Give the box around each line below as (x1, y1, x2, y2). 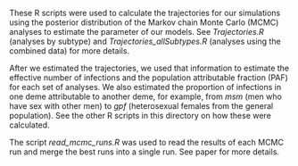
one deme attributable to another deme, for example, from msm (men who (9, 91, 283, 102)
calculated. (9, 120, 51, 130)
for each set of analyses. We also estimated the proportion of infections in (9, 82, 282, 92)
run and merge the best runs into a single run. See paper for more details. (9, 146, 279, 157)
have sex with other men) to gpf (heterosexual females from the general (9, 101, 274, 111)
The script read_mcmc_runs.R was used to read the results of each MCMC (9, 137, 284, 147)
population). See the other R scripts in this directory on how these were (9, 111, 272, 120)
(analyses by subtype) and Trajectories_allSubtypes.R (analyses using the (9, 36, 281, 46)
